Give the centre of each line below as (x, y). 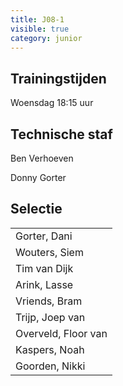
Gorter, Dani (44, 236)
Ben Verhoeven (42, 158)
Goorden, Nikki (50, 366)
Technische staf (61, 134)
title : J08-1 (37, 19)
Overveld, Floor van (61, 333)
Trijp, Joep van (50, 317)
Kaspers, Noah (50, 349)
